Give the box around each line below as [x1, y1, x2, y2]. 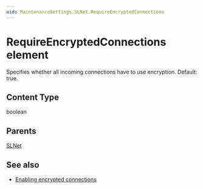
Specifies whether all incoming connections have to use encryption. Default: [6, 68, 198, 75]
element [6, 48, 49, 61]
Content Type [6, 92, 60, 102]
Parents [6, 126, 36, 136]
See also [6, 159, 40, 170]
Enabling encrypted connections [15, 176, 97, 183]
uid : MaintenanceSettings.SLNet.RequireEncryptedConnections [6, 9, 165, 15]
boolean [6, 108, 27, 115]
